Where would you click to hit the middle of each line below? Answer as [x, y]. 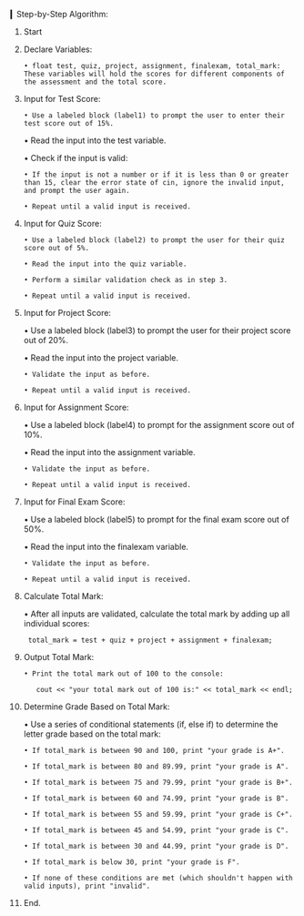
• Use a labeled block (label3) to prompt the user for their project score [157, 331]
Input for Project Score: [67, 313]
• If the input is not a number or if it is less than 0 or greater [156, 175]
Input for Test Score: [62, 99]
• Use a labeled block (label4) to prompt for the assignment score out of [159, 425]
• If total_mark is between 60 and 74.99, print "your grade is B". [156, 799]
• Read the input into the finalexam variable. [106, 547]
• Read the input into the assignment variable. [110, 452]
